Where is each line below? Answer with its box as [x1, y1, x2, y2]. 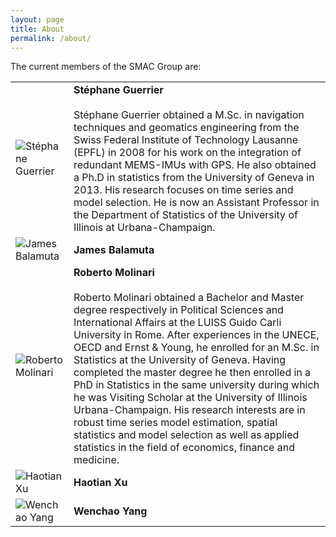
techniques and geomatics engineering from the [73, 121, 300, 135]
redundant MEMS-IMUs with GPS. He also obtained [73, 158, 317, 172]
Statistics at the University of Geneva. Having [73, 353, 287, 367]
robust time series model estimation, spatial [73, 416, 278, 430]
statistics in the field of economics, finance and [73, 441, 295, 455]
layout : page [10, 14, 65, 25]
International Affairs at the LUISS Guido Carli [73, 316, 282, 330]
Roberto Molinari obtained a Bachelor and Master [73, 291, 305, 305]
